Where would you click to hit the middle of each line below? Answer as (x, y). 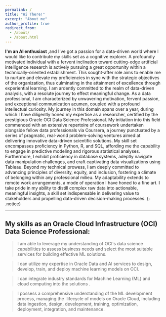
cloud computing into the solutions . (54, 284)
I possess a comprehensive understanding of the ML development (84, 293)
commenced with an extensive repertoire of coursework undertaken (75, 125)
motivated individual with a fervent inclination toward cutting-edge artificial (82, 62)
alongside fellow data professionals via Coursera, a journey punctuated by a (83, 130)
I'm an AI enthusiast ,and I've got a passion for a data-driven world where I (82, 51)
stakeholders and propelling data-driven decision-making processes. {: (78, 198)
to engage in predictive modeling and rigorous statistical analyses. (73, 151)
